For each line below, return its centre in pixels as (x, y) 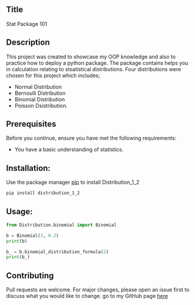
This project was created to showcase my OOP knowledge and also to (91, 57)
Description (28, 43)
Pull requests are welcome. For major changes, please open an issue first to (98, 290)
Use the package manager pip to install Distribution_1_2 (73, 183)
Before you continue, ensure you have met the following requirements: (91, 138)
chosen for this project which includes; (53, 75)
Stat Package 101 (27, 24)
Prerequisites (31, 124)
